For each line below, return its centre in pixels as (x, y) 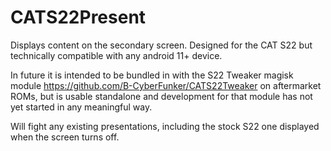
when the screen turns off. (65, 137)
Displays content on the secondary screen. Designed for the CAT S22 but (161, 45)
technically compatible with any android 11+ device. (116, 55)
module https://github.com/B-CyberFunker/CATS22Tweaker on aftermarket (166, 85)
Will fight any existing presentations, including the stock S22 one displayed (165, 126)
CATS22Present (78, 17)
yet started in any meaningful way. (81, 107)
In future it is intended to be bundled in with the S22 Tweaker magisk (152, 75)
